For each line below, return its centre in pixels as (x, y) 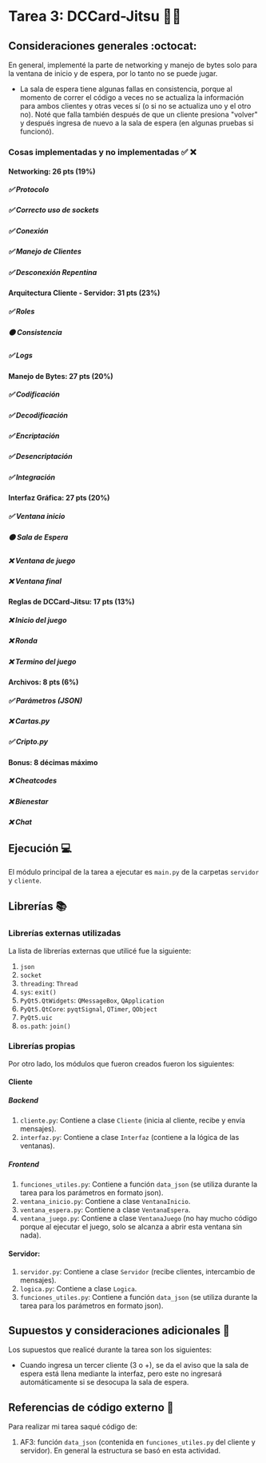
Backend (23, 1100)
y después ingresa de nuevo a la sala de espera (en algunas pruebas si (137, 123)
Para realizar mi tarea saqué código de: (73, 1427)
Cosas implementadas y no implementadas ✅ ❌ (103, 152)
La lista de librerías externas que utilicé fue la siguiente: (100, 951)
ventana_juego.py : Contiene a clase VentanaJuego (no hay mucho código (139, 1218)
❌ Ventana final (35, 581)
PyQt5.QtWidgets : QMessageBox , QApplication (92, 1000)
